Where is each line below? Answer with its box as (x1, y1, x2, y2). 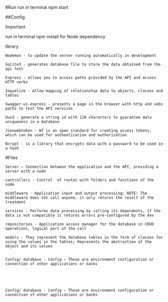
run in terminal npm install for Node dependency (5, 34, 106, 39)
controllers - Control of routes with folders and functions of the (5, 177, 154, 183)
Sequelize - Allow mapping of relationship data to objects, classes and (5, 88, 163, 93)
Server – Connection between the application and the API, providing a (5, 164, 158, 169)
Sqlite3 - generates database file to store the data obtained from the (5, 62, 161, 67)
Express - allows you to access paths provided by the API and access (5, 75, 156, 80)
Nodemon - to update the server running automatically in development (5, 53, 156, 58)
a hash (5, 146, 19, 151)
